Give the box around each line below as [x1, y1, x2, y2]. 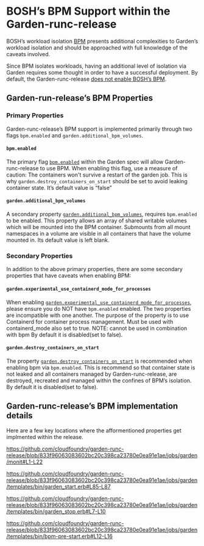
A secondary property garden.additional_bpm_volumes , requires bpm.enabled [6, 211, 197, 218]
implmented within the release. [6, 433, 84, 440]
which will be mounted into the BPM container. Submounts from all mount [6, 224, 191, 231]
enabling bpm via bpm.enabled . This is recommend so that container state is [6, 363, 195, 371]
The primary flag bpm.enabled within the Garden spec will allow [6, 158, 164, 166]
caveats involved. [6, 50, 51, 57]
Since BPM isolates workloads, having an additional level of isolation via [6, 62, 187, 70]
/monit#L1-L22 [6, 458, 43, 465]
